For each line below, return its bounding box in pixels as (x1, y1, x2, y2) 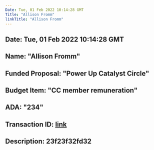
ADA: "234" (5, 103, 43, 111)
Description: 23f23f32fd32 (5, 137, 91, 145)
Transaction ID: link (5, 120, 67, 128)
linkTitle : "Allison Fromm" (5, 16, 64, 21)
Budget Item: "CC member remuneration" (5, 86, 138, 94)
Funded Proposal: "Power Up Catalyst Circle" (5, 69, 149, 77)
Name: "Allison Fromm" (5, 52, 80, 60)
